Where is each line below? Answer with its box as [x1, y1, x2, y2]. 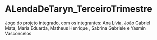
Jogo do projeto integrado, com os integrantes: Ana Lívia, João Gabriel [5, 20, 151, 26]
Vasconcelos [5, 30, 32, 36]
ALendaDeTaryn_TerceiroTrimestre [5, 3, 153, 15]
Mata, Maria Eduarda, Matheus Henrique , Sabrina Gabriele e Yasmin [5, 25, 146, 31]
